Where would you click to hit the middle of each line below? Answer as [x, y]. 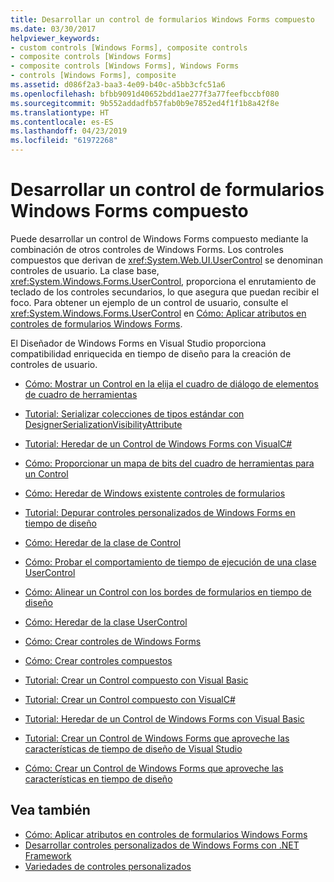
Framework [48, 855]
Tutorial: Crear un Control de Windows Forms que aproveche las [157, 738]
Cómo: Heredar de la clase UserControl [106, 622]
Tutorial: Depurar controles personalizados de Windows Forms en [160, 512]
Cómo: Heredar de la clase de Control [103, 542]
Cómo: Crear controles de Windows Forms [113, 641]
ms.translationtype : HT [60, 112]
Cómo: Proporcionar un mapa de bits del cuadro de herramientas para [169, 463]
